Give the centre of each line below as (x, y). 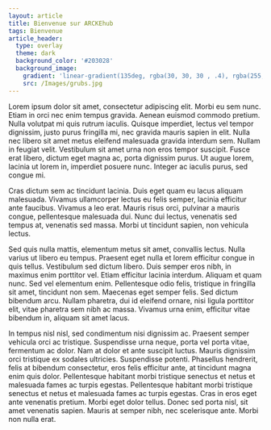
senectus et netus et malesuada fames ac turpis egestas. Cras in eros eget (133, 393)
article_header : (35, 38)
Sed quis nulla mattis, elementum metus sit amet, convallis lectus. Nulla (127, 249)
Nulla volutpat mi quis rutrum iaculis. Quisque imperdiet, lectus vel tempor (131, 123)
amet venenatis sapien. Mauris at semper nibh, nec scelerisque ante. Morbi (133, 410)
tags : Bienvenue (35, 31)
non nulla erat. (32, 419)
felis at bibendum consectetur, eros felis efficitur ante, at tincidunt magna (130, 367)
